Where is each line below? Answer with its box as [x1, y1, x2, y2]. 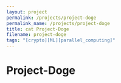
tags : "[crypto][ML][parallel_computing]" [6, 37, 116, 43]
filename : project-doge [6, 32, 67, 38]
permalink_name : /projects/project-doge [6, 20, 111, 26]
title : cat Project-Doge [6, 26, 69, 32]
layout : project [6, 9, 47, 15]
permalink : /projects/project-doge [6, 15, 97, 21]
